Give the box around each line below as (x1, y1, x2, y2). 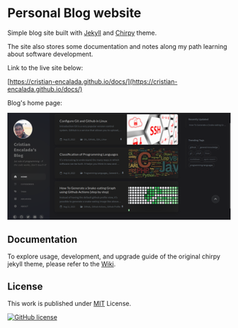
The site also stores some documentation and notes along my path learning (7, 42, 228, 50)
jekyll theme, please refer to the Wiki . (7, 260, 116, 268)
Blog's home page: (7, 98, 62, 107)
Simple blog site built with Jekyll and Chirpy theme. (7, 28, 157, 37)
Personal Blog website (7, 5, 142, 21)
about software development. (7, 50, 93, 58)
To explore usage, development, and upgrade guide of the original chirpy (7, 252, 221, 261)
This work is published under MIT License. (7, 300, 132, 308)
